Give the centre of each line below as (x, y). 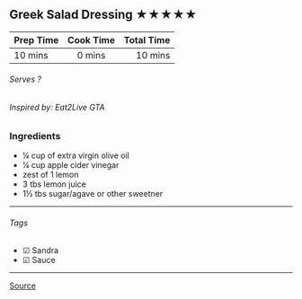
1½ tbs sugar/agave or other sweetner (93, 193)
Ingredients (35, 136)
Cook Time (91, 40)
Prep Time (36, 40)
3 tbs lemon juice (54, 184)
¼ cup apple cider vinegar (71, 165)
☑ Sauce (39, 260)
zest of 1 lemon (50, 175)
